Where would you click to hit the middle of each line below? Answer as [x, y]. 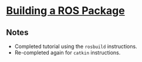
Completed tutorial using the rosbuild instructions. [76, 46]
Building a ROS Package [65, 11]
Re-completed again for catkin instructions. [67, 53]
